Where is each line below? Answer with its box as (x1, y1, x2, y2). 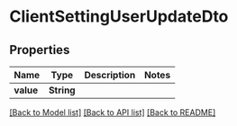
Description (84, 69, 136, 81)
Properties (9, 42, 70, 58)
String (48, 84, 76, 96)
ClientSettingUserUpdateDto (9, 6, 229, 27)
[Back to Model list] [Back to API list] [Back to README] (9, 107, 216, 118)
